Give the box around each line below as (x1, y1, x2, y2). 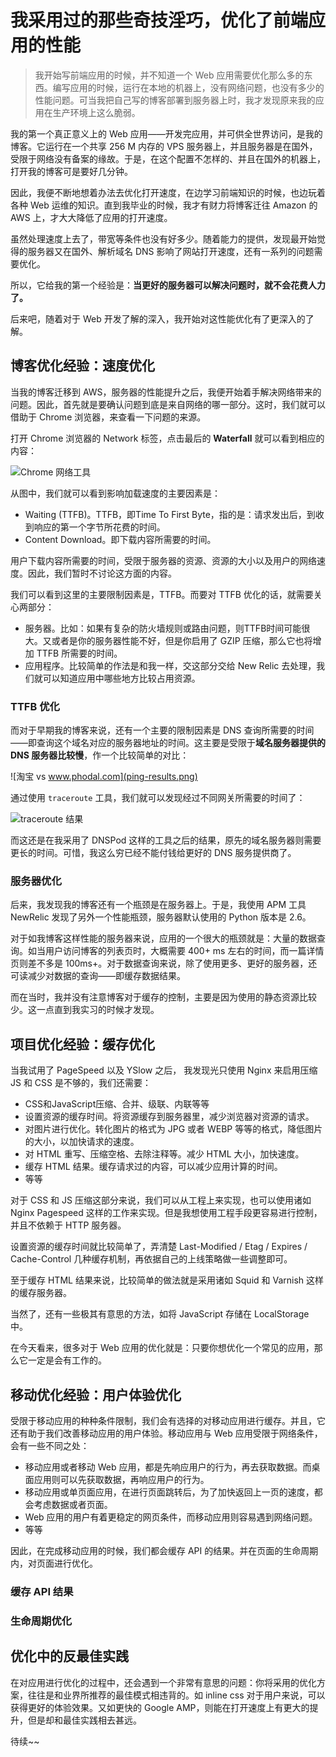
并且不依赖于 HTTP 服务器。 (10, 1219, 127, 1231)
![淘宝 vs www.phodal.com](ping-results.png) (10, 771, 198, 783)
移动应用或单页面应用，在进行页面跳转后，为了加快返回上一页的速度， (24, 1486, 315, 1498)
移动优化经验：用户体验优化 (10, 1386, 182, 1403)
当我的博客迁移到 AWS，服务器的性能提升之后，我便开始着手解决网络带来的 (10, 386, 322, 398)
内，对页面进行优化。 (10, 1557, 98, 1569)
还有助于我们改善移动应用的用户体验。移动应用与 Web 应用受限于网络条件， (10, 1427, 323, 1439)
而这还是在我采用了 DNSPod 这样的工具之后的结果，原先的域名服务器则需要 (10, 834, 322, 846)
